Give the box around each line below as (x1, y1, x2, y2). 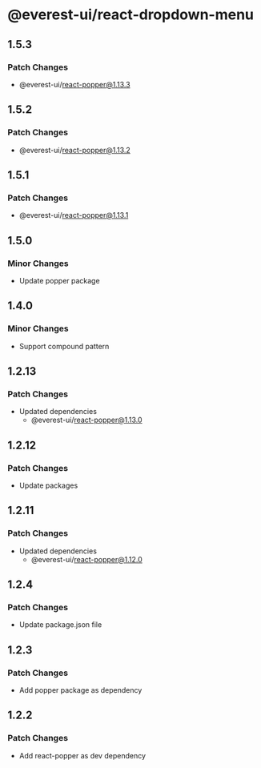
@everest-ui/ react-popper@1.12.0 (30, 554, 143, 564)
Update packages (18, 481, 78, 490)
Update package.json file (18, 620, 102, 629)
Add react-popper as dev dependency (18, 750, 146, 760)
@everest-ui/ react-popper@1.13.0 (30, 415, 143, 425)
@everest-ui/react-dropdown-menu (7, 6, 254, 24)
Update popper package (18, 275, 101, 285)
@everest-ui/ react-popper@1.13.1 (18, 211, 129, 220)
